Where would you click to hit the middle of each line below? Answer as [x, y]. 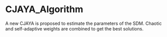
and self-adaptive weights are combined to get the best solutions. [75, 28]
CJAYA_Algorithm [44, 9]
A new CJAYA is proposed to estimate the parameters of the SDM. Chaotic [83, 23]
